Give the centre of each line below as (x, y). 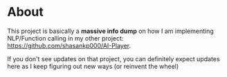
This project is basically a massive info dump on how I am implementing (111, 31)
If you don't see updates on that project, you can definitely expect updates (113, 58)
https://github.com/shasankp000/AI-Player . (69, 45)
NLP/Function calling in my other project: (65, 38)
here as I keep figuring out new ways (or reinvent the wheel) (93, 66)
